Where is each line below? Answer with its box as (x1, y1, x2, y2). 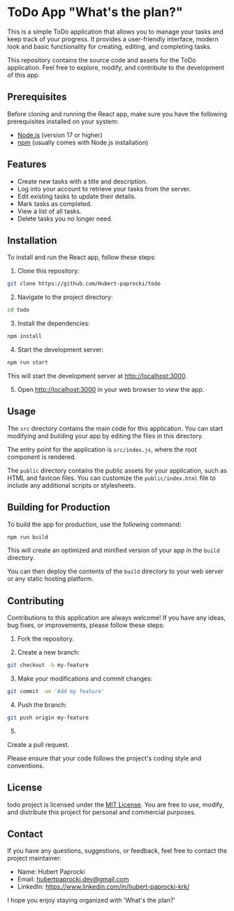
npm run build (7, 533, 49, 540)
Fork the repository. (17, 635, 75, 643)
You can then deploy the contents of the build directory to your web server (7, 567, 224, 575)
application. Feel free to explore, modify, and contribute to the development (7, 63, 225, 71)
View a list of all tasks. (17, 207, 82, 215)
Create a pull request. (7, 740, 70, 748)
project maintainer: (7, 854, 61, 863)
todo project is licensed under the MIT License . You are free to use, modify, (7, 800, 225, 809)
